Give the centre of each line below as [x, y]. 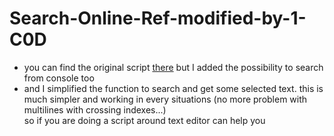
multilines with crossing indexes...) [95, 109]
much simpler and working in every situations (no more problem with [165, 99]
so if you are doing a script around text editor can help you [144, 120]
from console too [59, 78]
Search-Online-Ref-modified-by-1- [158, 18]
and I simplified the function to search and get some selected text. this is [173, 88]
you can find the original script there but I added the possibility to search [173, 67]
